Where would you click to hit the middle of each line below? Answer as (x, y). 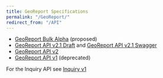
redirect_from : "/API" (34, 22)
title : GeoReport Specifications (47, 11)
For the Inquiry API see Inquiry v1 (46, 69)
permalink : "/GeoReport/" (38, 17)
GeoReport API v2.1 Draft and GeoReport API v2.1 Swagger (86, 45)
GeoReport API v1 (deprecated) (53, 58)
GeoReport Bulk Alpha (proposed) (56, 39)
